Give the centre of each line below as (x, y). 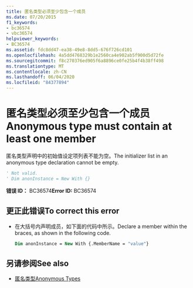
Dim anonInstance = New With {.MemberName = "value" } (82, 244)
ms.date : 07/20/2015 (31, 17)
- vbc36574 (19, 34)
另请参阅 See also (38, 263)
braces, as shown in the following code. (63, 233)
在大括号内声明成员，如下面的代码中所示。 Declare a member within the (101, 226)
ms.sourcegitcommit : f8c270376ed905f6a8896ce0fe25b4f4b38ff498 (85, 61)
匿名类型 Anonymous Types (48, 279)
